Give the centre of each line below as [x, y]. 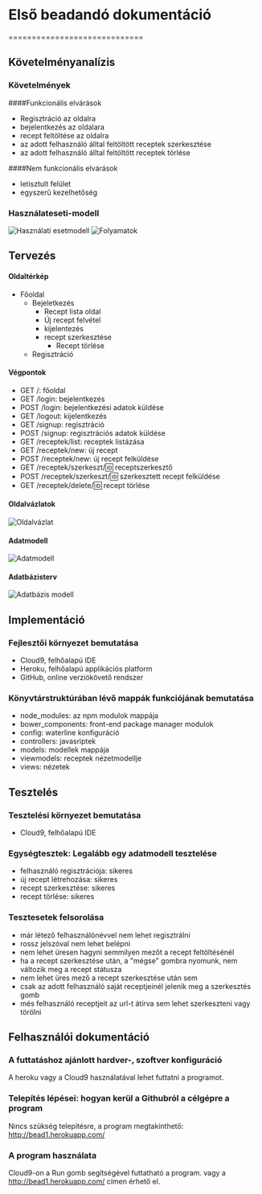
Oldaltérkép [29, 276]
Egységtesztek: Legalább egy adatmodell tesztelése [113, 853]
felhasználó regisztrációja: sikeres [76, 871]
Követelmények [39, 85]
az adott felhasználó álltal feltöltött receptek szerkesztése [115, 144]
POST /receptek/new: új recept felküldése [89, 458]
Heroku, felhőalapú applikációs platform [86, 669]
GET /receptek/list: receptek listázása [82, 441]
